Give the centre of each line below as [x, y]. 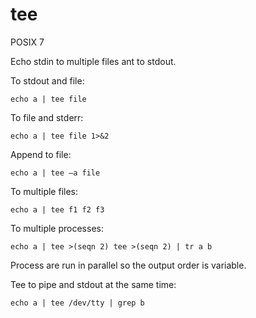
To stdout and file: [47, 80]
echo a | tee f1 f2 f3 [57, 209]
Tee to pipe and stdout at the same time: [93, 284]
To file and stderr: [47, 117]
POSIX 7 [27, 42]
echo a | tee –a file [55, 173]
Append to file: [41, 154]
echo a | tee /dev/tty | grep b [77, 303]
